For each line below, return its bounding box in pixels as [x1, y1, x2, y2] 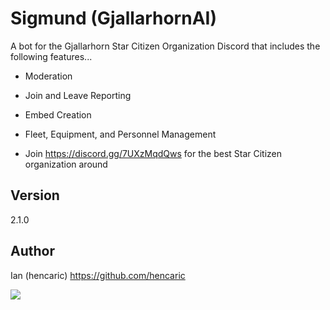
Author [10, 243, 55, 260]
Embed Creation [24, 108, 92, 121]
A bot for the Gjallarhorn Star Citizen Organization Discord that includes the [10, 40, 321, 52]
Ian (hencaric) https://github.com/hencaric [10, 269, 186, 281]
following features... [10, 50, 93, 62]
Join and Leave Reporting [24, 89, 132, 101]
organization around [24, 158, 108, 170]
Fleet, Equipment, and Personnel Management [24, 128, 217, 140]
